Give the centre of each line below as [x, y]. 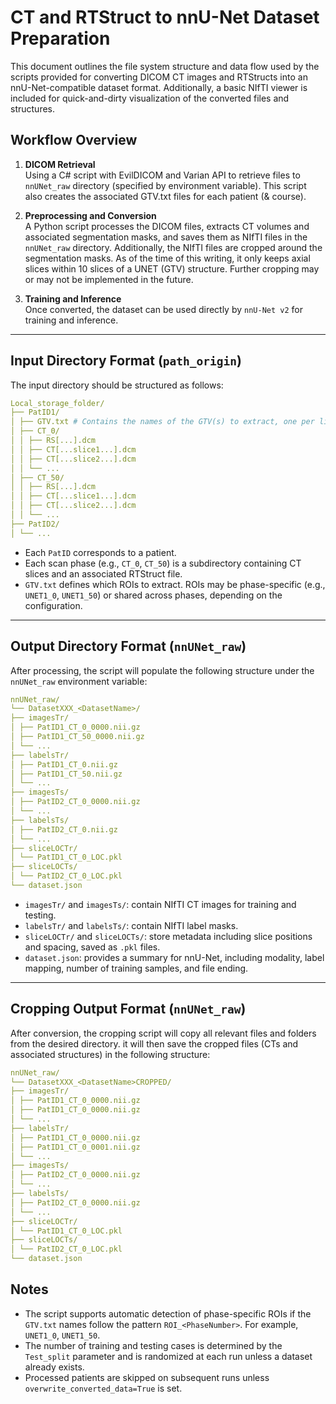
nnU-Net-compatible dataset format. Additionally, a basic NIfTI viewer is [159, 87]
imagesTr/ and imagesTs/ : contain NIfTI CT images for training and [160, 904]
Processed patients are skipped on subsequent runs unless [147, 1377]
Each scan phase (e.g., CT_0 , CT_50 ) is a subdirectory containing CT [163, 563]
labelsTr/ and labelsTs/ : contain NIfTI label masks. [131, 925]
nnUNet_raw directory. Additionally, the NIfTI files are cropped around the [173, 247]
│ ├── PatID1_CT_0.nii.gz [64, 764]
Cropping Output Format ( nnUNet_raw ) [128, 1009]
